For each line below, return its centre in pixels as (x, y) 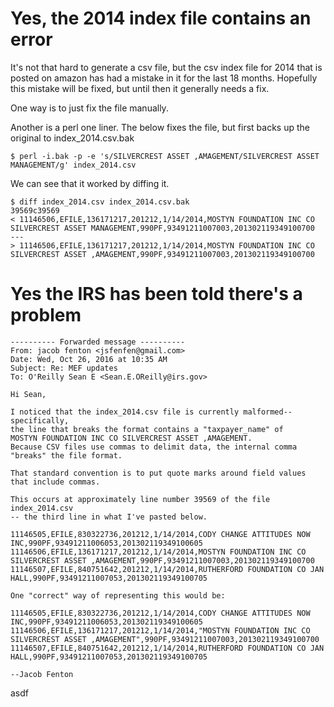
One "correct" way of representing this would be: (118, 595)
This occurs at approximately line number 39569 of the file (140, 499)
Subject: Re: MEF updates (64, 368)
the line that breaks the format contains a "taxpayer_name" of (147, 429)
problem (46, 315)
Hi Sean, (28, 394)
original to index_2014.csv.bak (72, 138)
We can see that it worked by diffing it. (90, 183)
